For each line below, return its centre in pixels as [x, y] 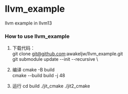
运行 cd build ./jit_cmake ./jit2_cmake [51, 86]
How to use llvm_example [37, 36]
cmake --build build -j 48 [39, 76]
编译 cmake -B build [33, 70]
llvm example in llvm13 [28, 23]
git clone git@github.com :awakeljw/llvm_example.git [68, 54]
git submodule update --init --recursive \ [55, 59]
